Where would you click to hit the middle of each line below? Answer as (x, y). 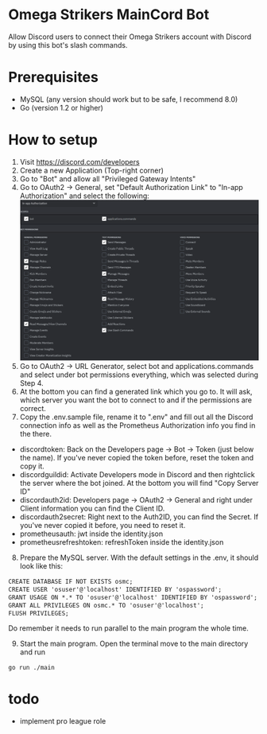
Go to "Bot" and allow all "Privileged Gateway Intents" (108, 179)
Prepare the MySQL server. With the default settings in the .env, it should (139, 557)
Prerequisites (54, 78)
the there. (36, 433)
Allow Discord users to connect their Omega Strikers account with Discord (130, 37)
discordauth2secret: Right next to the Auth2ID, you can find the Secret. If (139, 517)
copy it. (32, 466)
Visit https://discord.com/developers (80, 161)
